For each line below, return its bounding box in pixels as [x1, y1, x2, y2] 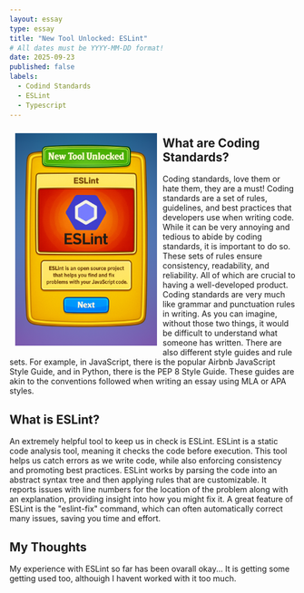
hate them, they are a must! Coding [162, 183, 295, 194]
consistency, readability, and [162, 260, 270, 271]
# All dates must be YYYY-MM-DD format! [9, 44, 165, 53]
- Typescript [17, 101, 67, 110]
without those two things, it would [162, 318, 289, 329]
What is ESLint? [9, 412, 100, 427]
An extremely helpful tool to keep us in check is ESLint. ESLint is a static [9, 436, 279, 447]
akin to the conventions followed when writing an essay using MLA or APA [9, 376, 287, 387]
